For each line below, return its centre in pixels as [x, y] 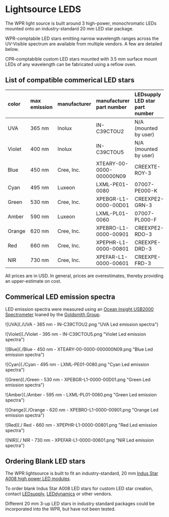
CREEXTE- [148, 167]
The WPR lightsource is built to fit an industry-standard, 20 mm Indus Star [82, 474]
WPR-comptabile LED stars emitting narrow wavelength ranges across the [82, 38]
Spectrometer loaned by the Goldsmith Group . [53, 315]
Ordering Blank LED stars [45, 461]
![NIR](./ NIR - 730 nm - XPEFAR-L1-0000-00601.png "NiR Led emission [80, 440]
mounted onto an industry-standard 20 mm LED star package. [69, 28]
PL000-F [146, 220]
